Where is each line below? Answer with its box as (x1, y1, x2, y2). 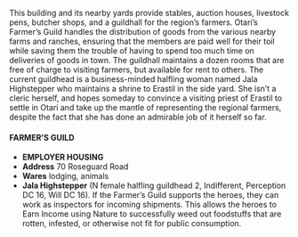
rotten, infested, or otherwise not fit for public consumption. (21, 218, 242, 229)
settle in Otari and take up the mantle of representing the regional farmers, (9, 102, 282, 112)
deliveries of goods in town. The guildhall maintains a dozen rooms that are (9, 55, 285, 65)
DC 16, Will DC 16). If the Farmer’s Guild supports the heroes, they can (21, 190, 279, 200)
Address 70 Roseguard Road (21, 161, 129, 172)
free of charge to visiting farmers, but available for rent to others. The (9, 64, 264, 75)
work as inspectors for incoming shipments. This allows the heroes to (21, 200, 278, 210)
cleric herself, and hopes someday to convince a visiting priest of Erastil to (9, 93, 283, 103)
